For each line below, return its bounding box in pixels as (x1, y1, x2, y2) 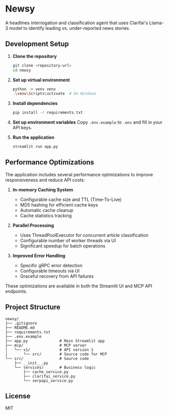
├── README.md (5, 325, 35, 330)
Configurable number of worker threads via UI (20, 237, 116, 243)
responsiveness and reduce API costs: (5, 177, 85, 183)
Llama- (149, 20, 164, 26)
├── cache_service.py (23, 369, 69, 374)
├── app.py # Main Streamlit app (5, 338, 105, 343)
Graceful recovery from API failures (20, 273, 94, 279)
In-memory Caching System (12, 186, 73, 192)
